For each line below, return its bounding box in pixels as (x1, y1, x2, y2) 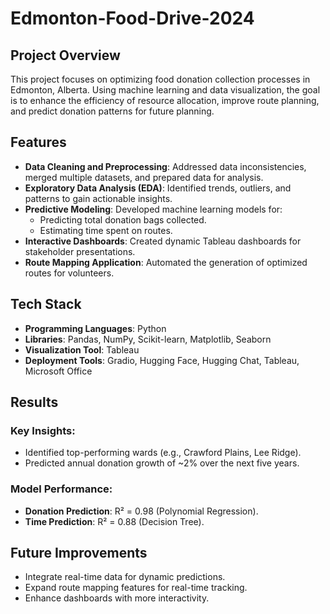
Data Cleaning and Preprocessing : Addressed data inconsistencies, (24, 160, 307, 172)
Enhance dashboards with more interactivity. (24, 592, 210, 604)
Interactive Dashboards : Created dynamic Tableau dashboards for (24, 235, 302, 247)
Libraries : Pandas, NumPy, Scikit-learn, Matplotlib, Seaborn (24, 333, 272, 345)
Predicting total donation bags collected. (39, 213, 207, 226)
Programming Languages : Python (24, 322, 167, 334)
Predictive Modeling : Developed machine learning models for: (24, 203, 283, 215)
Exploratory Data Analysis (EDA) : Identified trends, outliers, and (24, 182, 292, 194)
